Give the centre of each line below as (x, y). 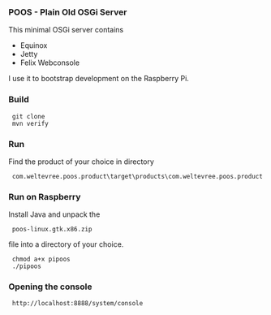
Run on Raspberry (45, 196)
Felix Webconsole (49, 63)
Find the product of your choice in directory (81, 162)
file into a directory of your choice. (66, 244)
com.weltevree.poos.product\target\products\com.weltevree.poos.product (138, 176)
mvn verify (30, 123)
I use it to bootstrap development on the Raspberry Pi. (99, 79)
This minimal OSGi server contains (66, 30)
